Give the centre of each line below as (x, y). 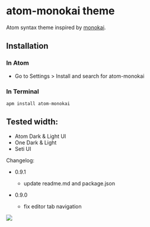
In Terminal (23, 92)
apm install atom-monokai (38, 103)
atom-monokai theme (60, 11)
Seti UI (23, 149)
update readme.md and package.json (69, 183)
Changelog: (20, 160)
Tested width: (32, 122)
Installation (27, 46)
